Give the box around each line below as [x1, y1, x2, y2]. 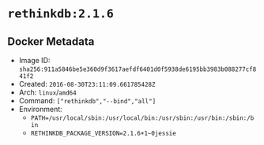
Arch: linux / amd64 [18, 87, 77, 97]
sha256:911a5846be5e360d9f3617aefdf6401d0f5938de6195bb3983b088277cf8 [18, 65, 257, 73]
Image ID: [18, 56, 51, 65]
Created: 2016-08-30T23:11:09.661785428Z [18, 80, 156, 88]
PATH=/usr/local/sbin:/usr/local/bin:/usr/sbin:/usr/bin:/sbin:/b [30, 114, 255, 122]
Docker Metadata [7, 35, 95, 48]
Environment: [18, 105, 62, 113]
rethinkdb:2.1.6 [7, 6, 114, 21]
